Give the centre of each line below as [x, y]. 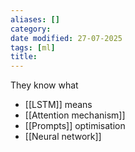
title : [24, 57]
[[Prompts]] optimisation [75, 126]
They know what [44, 85]
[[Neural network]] [63, 137]
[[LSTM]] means [58, 105]
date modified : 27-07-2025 [66, 38]
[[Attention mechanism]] [75, 115]
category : [31, 29]
